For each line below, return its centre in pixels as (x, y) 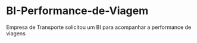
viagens (16, 33)
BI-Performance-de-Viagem (77, 11)
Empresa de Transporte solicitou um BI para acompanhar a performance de (99, 27)
